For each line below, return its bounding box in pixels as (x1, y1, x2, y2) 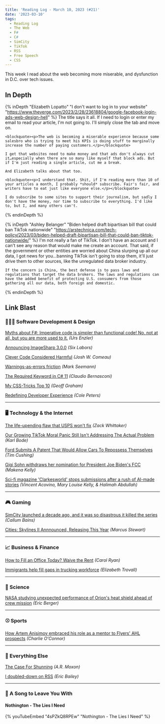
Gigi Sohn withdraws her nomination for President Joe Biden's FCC (5, 462, 141, 468)
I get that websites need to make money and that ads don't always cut (5, 151, 155, 157)
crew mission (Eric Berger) (5, 600, 59, 606)
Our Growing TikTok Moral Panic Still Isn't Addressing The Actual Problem (5, 432, 155, 438)
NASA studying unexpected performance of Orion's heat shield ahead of (5, 595, 152, 601)
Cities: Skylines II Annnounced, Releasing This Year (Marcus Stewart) (5, 527, 146, 533)
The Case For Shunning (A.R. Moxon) (5, 664, 81, 670)
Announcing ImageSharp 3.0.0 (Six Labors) (5, 344, 93, 350)
